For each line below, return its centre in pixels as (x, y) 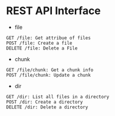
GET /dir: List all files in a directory (58, 97)
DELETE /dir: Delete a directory (47, 107)
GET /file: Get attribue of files (49, 38)
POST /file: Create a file (39, 43)
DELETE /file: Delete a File (42, 48)
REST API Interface (54, 11)
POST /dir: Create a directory (45, 102)
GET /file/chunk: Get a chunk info (50, 70)
